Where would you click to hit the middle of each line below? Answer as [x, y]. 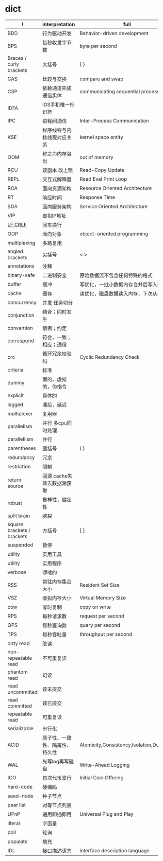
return [15, 480]
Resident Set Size [100, 585]
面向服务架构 [57, 207]
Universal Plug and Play [106, 814]
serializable [21, 728]
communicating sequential [110, 91]
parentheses [22, 448]
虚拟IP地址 [54, 216]
